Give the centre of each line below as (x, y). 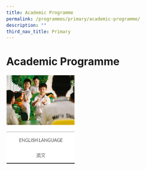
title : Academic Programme (40, 13)
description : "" (26, 25)
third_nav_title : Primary (38, 32)
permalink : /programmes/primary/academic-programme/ (73, 19)
